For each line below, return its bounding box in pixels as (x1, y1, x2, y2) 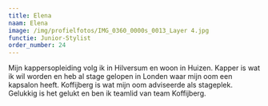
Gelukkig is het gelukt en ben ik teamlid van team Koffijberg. (8, 88, 206, 98)
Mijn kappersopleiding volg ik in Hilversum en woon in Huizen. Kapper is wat (8, 63, 261, 73)
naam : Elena (8, 19, 48, 27)
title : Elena (8, 11, 52, 20)
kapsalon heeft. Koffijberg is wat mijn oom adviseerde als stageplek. (8, 80, 234, 90)
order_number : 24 (8, 41, 66, 49)
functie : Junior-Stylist (8, 33, 91, 42)
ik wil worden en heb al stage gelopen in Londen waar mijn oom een (8, 72, 233, 81)
